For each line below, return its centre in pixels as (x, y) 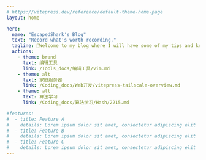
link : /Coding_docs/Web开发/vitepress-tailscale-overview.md (101, 85)
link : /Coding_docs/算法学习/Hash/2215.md (76, 103)
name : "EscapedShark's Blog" (49, 34)
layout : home (23, 18)
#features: (20, 114)
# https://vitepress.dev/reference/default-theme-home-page (85, 12)
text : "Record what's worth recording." (64, 40)
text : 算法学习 (40, 97)
